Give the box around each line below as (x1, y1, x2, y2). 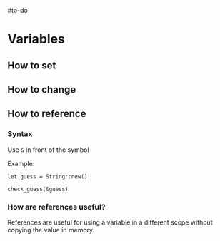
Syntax (7, 129, 33, 139)
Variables (7, 31, 66, 47)
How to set (7, 59, 56, 71)
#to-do (7, 6, 29, 14)
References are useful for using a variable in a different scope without (7, 217, 213, 227)
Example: (7, 159, 35, 168)
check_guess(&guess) (7, 185, 69, 193)
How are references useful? (7, 202, 106, 212)
